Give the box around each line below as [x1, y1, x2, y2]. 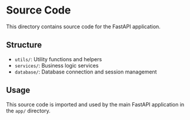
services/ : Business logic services [14, 62, 99, 69]
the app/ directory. [6, 107, 51, 114]
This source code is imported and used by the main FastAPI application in [6, 101, 185, 108]
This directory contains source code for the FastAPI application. [6, 23, 161, 30]
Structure [6, 40, 42, 50]
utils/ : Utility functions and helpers [14, 55, 102, 62]
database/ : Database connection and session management [14, 68, 157, 75]
